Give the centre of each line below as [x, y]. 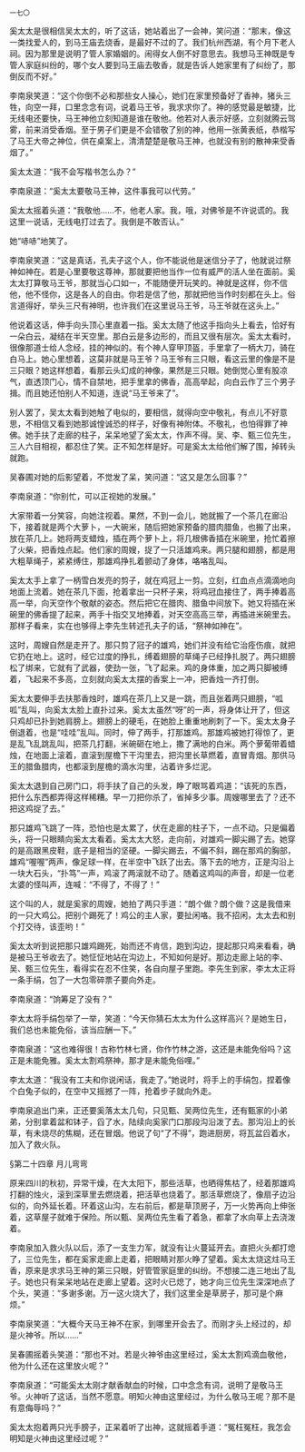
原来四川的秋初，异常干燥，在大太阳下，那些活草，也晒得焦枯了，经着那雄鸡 [152, 1183]
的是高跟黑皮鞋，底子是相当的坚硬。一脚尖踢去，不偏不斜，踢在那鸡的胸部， [152, 850]
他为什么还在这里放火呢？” [59, 1366]
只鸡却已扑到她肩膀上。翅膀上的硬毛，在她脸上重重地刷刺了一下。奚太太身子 [152, 721]
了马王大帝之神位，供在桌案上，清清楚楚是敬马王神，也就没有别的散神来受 [148, 141]
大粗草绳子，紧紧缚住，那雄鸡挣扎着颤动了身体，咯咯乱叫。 [121, 561]
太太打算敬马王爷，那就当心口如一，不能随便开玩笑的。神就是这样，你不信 [148, 283]
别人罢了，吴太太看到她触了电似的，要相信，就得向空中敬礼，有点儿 [137, 412]
